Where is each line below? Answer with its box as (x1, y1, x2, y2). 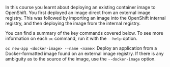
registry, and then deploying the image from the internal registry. (5, 20, 141, 26)
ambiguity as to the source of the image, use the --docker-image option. (5, 56, 156, 62)
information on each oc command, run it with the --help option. (5, 35, 137, 41)
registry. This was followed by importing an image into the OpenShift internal (5, 15, 166, 21)
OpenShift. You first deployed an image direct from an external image (5, 10, 151, 16)
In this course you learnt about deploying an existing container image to (5, 5, 156, 10)
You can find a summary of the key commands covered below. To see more (5, 30, 164, 36)
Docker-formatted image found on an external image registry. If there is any (5, 50, 164, 56)
